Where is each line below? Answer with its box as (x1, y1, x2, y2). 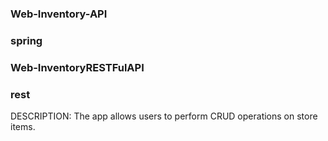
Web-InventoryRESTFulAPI (10, 60, 145, 74)
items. (10, 121, 36, 133)
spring (10, 33, 43, 47)
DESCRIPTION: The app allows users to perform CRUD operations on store (10, 110, 318, 122)
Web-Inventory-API (10, 7, 108, 21)
